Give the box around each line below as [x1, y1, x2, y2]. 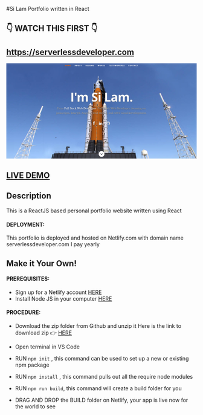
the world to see [14, 402, 56, 410]
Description [6, 191, 51, 201]
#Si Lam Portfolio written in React [6, 5, 89, 12]
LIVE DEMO [6, 171, 50, 181]
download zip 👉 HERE [14, 329, 72, 336]
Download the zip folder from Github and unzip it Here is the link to [14, 322, 182, 329]
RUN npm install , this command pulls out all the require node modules [14, 373, 193, 380]
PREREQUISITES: [6, 275, 50, 283]
